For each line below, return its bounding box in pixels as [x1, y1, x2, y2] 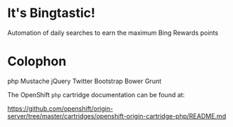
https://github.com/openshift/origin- [7, 104, 114, 113]
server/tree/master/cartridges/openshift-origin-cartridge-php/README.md [7, 111, 227, 120]
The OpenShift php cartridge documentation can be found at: [7, 90, 185, 99]
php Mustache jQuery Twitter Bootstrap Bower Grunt [7, 77, 162, 85]
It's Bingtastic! [7, 5, 96, 21]
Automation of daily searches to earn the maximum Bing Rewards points [7, 28, 219, 37]
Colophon [7, 53, 67, 70]
